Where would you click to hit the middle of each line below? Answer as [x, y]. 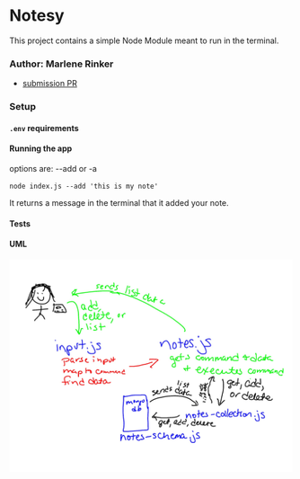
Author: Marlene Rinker [62, 64]
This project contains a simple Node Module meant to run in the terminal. [144, 40]
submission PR [50, 84]
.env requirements [44, 128]
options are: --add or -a [53, 168]
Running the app [41, 148]
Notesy [37, 16]
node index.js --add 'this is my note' [84, 186]
